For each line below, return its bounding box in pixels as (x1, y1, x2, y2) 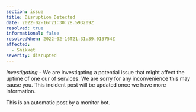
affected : (6, 42, 31, 48)
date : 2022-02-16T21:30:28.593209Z (6, 19, 94, 25)
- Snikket (11, 47, 36, 53)
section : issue (6, 8, 44, 15)
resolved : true (6, 25, 44, 31)
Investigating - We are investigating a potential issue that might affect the (6, 68, 185, 75)
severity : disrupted (6, 52, 57, 58)
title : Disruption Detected (6, 14, 76, 20)
